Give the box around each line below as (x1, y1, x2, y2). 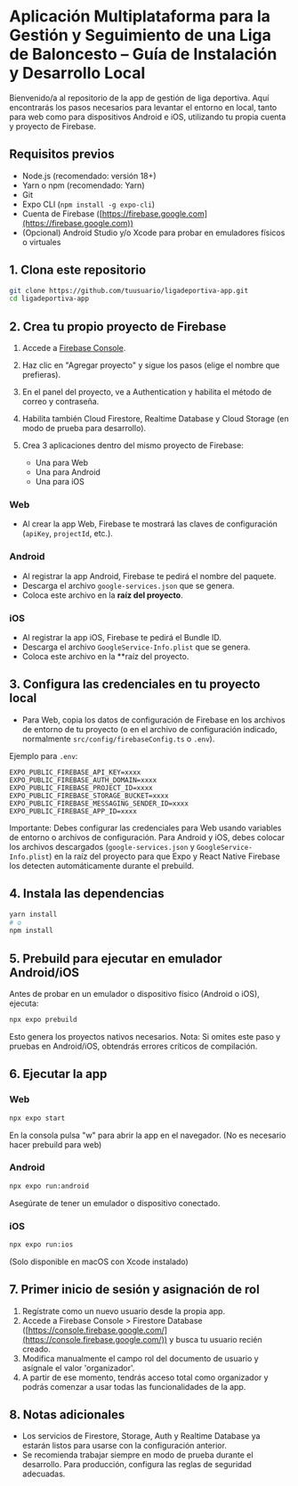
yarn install (9, 910, 58, 919)
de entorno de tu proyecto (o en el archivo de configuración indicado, (21, 723, 278, 734)
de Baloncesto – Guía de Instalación (9, 45, 278, 64)
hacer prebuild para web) (9, 1139, 102, 1150)
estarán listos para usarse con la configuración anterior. (21, 1441, 227, 1451)
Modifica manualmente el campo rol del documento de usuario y (21, 1352, 260, 1364)
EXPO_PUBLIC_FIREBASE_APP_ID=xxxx (9, 806, 138, 816)
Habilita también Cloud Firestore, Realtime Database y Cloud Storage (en (21, 413, 289, 424)
